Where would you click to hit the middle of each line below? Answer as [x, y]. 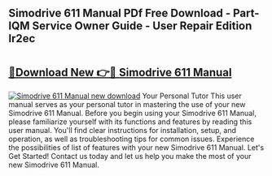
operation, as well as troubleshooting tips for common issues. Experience [132, 139]
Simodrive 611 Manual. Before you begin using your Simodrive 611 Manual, [132, 113]
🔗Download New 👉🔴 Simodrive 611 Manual [120, 72]
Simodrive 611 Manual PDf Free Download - [119, 13]
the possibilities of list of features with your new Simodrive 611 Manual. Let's [136, 148]
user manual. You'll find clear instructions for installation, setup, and [123, 130]
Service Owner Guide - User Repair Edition [142, 26]
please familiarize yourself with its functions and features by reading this [130, 122]
